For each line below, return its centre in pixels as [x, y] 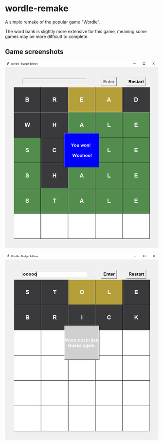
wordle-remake [37, 9]
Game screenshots [34, 52]
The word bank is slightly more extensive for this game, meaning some [76, 31]
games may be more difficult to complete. [47, 36]
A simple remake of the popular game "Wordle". [53, 22]
